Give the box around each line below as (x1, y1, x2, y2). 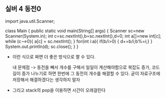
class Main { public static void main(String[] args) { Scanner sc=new (5, 28, 145, 34)
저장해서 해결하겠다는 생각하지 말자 (12, 76, 80, 83)
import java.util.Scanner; (5, 18, 55, 24)
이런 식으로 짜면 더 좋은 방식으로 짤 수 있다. (12, 53, 96, 59)
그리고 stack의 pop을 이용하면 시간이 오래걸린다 (12, 87, 106, 93)
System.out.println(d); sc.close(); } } (5, 44, 79, 49)
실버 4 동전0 (5, 4, 41, 13)
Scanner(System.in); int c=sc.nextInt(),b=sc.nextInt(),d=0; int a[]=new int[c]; (5, 33, 162, 39)
